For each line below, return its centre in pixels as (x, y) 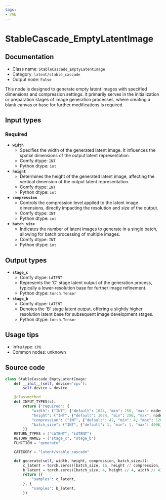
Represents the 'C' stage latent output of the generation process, (86, 283)
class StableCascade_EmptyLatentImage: (46, 379)
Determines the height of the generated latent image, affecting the (87, 176)
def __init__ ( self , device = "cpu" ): (51, 383)
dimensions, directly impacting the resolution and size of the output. (89, 208)
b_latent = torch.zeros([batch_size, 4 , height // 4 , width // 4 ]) (94, 470)
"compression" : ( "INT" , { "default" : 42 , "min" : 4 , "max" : (92, 420)
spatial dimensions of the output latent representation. (75, 156)
